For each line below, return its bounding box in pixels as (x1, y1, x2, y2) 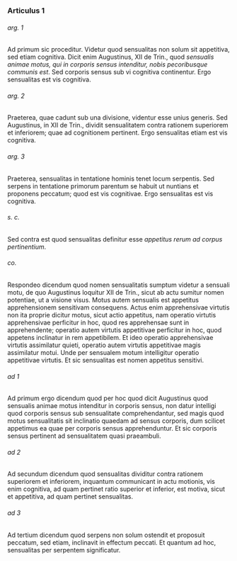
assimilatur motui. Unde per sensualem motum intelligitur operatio (7, 348, 200, 356)
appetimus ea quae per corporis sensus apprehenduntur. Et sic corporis (7, 424, 217, 433)
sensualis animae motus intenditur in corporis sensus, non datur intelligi (7, 402, 216, 410)
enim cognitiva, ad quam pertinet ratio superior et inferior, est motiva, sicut (7, 484, 225, 494)
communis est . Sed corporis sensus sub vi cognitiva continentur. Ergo (7, 68, 212, 76)
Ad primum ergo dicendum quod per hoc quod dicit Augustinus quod (7, 394, 209, 402)
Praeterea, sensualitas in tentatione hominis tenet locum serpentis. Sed (7, 174, 214, 183)
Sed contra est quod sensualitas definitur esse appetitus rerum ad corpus (7, 234, 223, 243)
